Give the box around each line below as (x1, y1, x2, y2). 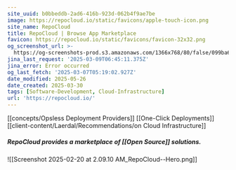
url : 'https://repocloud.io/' (7, 95, 96, 102)
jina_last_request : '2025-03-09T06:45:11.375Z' (7, 56, 150, 63)
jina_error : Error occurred (7, 62, 90, 69)
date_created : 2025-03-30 (7, 82, 83, 89)
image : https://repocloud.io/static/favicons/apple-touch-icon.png (7, 17, 209, 24)
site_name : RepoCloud (7, 23, 71, 30)
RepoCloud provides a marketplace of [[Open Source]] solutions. (7, 137, 202, 146)
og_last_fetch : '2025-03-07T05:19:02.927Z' (7, 69, 137, 76)
